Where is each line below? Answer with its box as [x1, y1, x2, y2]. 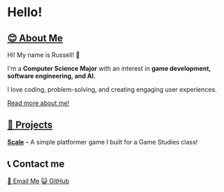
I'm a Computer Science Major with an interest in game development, [7, 64, 211, 72]
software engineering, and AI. [7, 71, 96, 80]
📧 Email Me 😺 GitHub [7, 177, 70, 185]
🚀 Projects [7, 119, 53, 131]
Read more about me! [7, 99, 70, 107]
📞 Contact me [7, 158, 65, 170]
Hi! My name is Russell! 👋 [7, 50, 80, 59]
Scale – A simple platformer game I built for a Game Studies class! [7, 137, 198, 146]
